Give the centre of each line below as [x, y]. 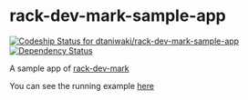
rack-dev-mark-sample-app [118, 16]
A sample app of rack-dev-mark [69, 68]
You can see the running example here [82, 85]
